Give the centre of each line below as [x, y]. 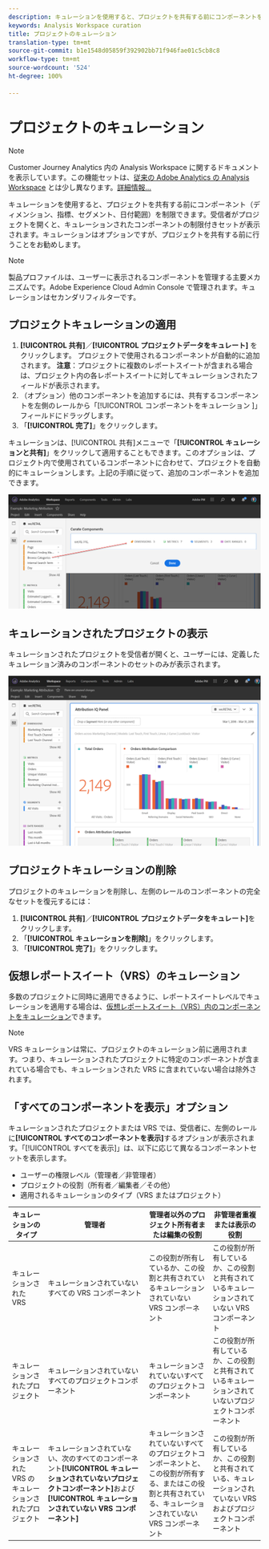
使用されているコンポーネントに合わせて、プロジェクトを [152, 463]
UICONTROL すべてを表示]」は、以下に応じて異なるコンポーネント [140, 1148]
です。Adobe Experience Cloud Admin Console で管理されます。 [135, 287]
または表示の [235, 1224]
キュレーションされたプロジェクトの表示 [108, 633]
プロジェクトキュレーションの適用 [92, 324]
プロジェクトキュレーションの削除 [92, 870]
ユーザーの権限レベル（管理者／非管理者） [90, 1175]
